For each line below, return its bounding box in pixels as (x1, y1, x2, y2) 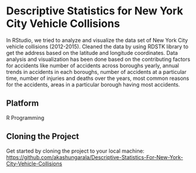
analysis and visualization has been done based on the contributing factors (6, 55, 191, 63)
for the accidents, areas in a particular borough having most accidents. (6, 81, 181, 88)
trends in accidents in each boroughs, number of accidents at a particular (6, 68, 186, 75)
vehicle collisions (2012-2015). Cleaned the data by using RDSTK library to (6, 43, 189, 50)
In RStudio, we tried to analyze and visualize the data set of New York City (6, 36, 188, 44)
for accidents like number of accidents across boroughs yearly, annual (6, 61, 179, 69)
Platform (6, 98, 39, 109)
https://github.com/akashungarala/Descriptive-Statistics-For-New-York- (6, 153, 183, 160)
